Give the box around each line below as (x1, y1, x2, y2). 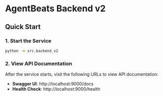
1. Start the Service (5, 37, 52, 44)
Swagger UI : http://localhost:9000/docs (12, 81, 94, 87)
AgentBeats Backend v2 (5, 3, 106, 14)
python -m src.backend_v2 (5, 48, 58, 53)
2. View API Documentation (5, 60, 72, 67)
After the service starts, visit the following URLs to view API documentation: (5, 71, 159, 77)
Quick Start (5, 23, 41, 31)
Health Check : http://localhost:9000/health (12, 86, 100, 92)
